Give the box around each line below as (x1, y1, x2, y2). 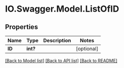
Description (43, 37, 71, 44)
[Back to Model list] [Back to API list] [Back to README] (5, 58, 118, 64)
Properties (5, 23, 38, 31)
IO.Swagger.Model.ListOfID (5, 3, 119, 15)
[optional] (75, 45, 99, 52)
